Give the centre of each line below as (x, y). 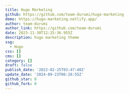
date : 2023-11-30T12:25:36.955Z (39, 33)
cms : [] (13, 56)
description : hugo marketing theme (42, 38)
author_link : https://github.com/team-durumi (53, 28)
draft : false (19, 65)
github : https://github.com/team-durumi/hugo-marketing (64, 14)
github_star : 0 (21, 79)
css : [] (13, 51)
